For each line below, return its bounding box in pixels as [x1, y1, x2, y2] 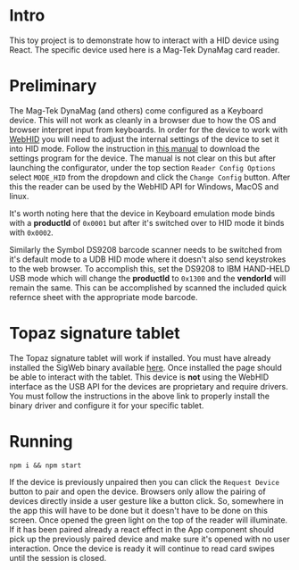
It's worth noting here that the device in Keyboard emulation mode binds [9, 207, 275, 219]
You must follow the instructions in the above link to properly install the [9, 390, 270, 401]
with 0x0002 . [9, 227, 54, 238]
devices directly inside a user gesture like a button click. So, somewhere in [9, 495, 284, 506]
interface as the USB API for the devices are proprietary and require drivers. [9, 381, 288, 391]
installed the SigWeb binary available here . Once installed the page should [9, 362, 283, 373]
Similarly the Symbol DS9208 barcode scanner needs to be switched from [9, 244, 283, 255]
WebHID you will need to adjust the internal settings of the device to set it [9, 133, 279, 144]
